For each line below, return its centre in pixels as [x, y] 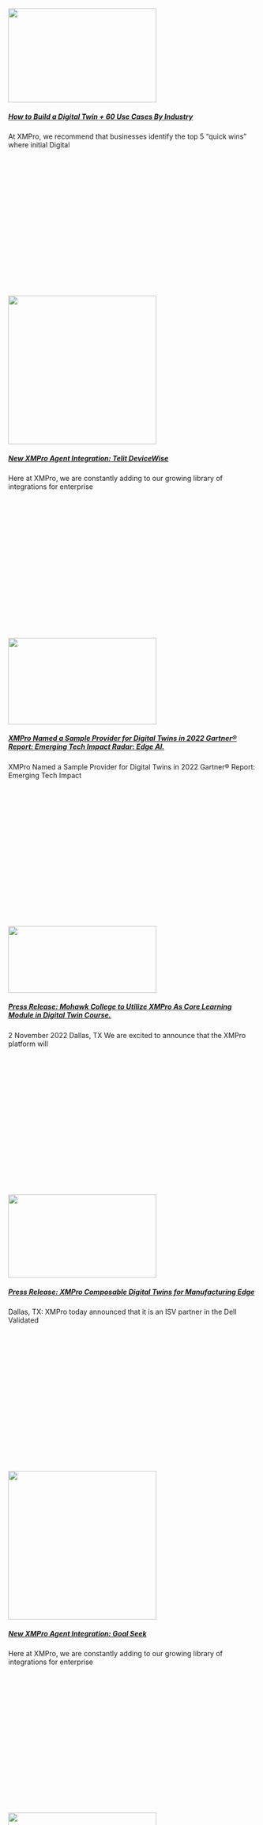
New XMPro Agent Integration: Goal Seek [78, 1633]
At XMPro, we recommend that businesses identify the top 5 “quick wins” [128, 136]
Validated [24, 1320]
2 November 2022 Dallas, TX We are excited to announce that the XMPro [127, 1035]
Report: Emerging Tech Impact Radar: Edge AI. [86, 746]
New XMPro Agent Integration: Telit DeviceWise [88, 459]
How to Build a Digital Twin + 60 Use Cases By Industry [101, 116]
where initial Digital [39, 145]
